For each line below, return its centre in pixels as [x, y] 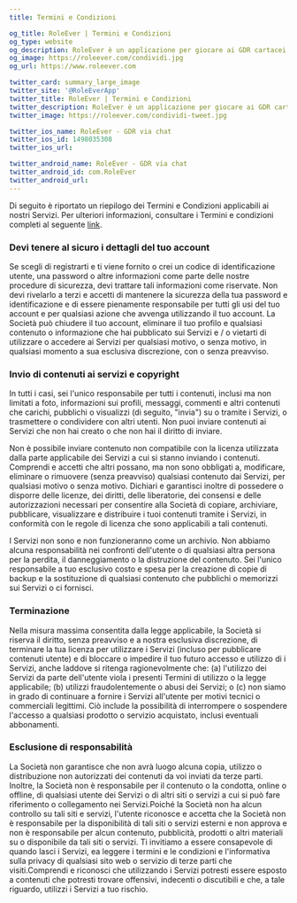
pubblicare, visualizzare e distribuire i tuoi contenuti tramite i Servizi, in [138, 514]
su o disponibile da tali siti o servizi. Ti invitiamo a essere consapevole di [141, 842]
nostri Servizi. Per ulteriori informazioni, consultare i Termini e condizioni [141, 214]
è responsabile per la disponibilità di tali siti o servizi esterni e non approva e [148, 823]
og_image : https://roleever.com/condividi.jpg [96, 58]
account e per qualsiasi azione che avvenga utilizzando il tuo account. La [142, 313]
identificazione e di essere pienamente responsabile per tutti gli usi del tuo [145, 304]
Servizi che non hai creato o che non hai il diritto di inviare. [116, 432]
